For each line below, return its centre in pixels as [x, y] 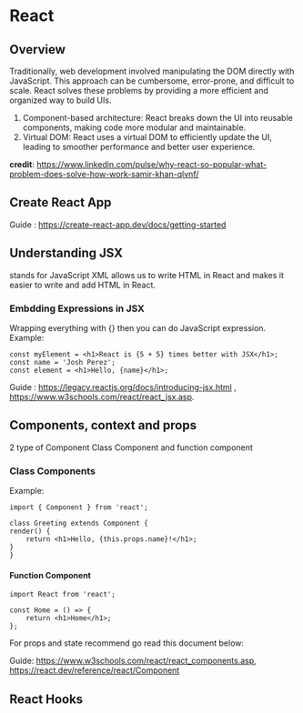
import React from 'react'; [63, 595]
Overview [38, 50]
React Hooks [46, 699]
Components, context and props [103, 425]
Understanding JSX [66, 253]
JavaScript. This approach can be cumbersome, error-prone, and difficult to [152, 81]
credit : [22, 164]
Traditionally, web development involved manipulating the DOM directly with [152, 71]
